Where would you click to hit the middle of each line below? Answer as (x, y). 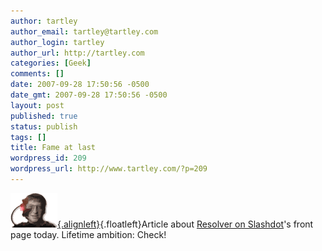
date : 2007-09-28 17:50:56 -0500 (80, 85)
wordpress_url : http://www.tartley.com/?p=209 (109, 169)
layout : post (37, 105)
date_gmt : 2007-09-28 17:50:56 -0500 (89, 95)
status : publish (44, 126)
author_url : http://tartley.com (77, 53)
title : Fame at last (53, 148)
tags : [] (28, 137)
